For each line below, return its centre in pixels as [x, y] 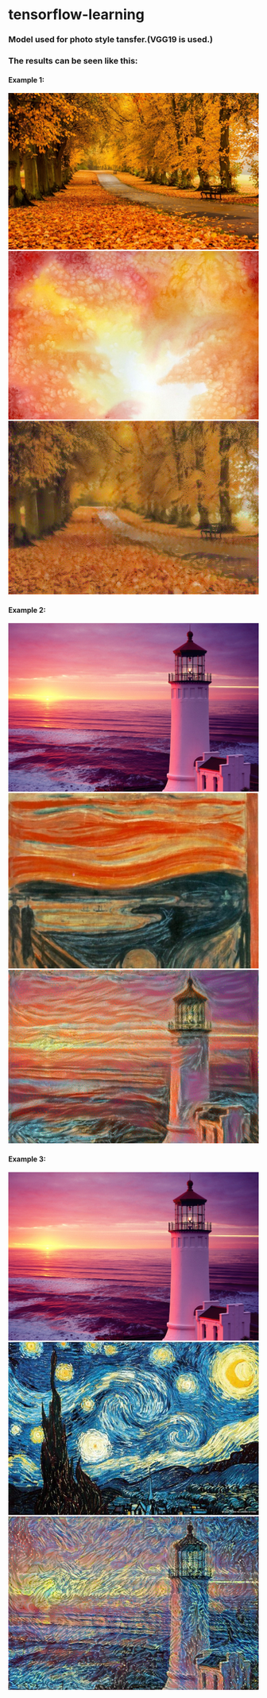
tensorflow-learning [76, 15]
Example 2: [27, 610]
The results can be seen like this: [73, 61]
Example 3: [27, 1159]
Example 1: [27, 79]
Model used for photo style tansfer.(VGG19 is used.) [110, 40]
